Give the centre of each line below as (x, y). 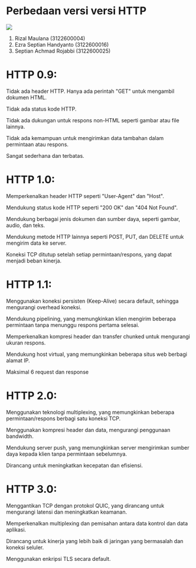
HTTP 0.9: (32, 75)
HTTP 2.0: (32, 396)
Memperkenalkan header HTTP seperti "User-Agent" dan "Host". (85, 196)
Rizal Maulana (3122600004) (50, 38)
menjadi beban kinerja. (34, 261)
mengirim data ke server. (36, 243)
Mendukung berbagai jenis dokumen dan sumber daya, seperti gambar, (93, 219)
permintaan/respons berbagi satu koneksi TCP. (63, 418)
